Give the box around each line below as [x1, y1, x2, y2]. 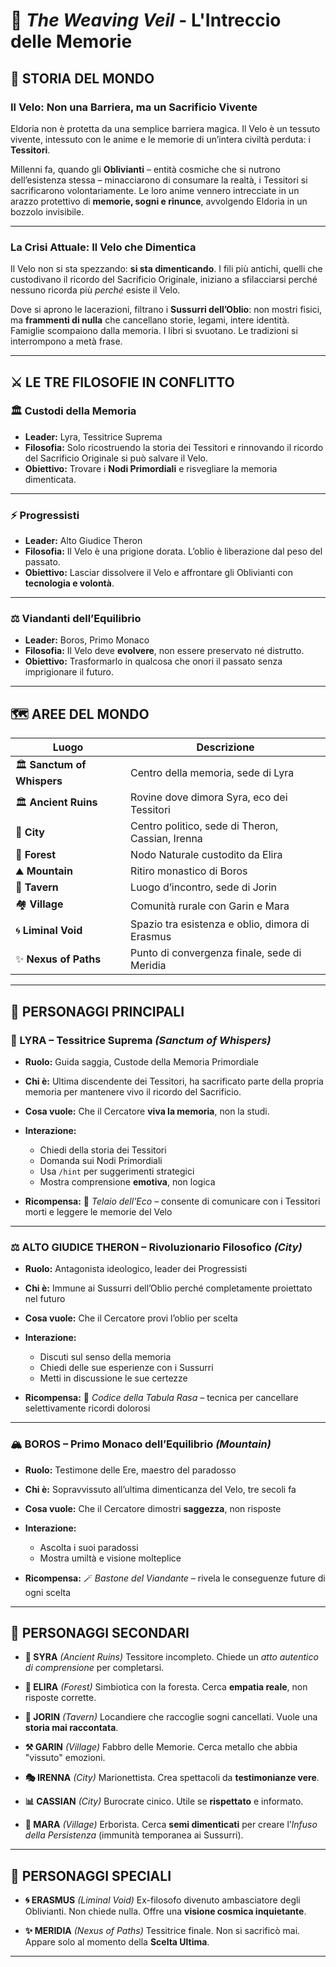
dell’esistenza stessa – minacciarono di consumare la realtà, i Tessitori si [10, 174, 308, 186]
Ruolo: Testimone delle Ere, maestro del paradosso [24, 1464, 237, 1476]
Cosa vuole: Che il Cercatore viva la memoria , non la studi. [24, 1105, 270, 1117]
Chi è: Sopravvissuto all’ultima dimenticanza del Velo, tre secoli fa [24, 1483, 297, 1495]
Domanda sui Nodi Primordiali [39, 1154, 163, 1166]
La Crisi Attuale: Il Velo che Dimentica [10, 240, 197, 254]
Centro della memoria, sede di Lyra [130, 765, 295, 779]
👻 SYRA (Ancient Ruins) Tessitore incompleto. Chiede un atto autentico [24, 1651, 319, 1663]
